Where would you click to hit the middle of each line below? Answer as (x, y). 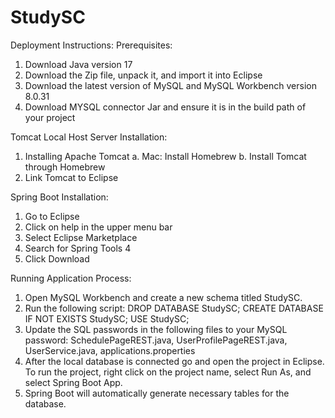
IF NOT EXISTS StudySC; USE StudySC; (107, 318)
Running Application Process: (71, 278)
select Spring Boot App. (73, 382)
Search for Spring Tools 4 (78, 248)
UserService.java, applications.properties (110, 350)
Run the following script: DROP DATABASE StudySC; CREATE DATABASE (174, 308)
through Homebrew (65, 167)
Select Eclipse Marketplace (81, 237)
